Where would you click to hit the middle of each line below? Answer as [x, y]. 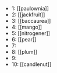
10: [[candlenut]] [31, 64]
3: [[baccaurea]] [31, 21]
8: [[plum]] [24, 52]
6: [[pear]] [24, 39]
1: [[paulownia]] [30, 8]
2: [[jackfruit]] [28, 15]
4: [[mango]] [27, 27]
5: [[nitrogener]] [31, 33]
